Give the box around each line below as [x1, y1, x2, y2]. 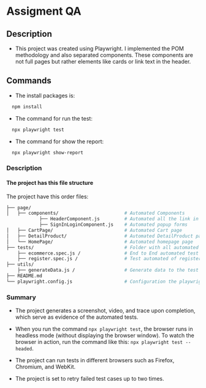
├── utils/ [6, 261, 34, 267]
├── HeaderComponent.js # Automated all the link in [39, 216, 199, 222]
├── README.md [6, 273, 43, 279]
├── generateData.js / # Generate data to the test [17, 267, 199, 274]
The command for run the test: [15, 114, 93, 122]
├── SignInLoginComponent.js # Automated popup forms [39, 222, 188, 228]
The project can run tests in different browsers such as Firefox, [15, 357, 175, 364]
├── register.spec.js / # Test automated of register [17, 256, 202, 262]
